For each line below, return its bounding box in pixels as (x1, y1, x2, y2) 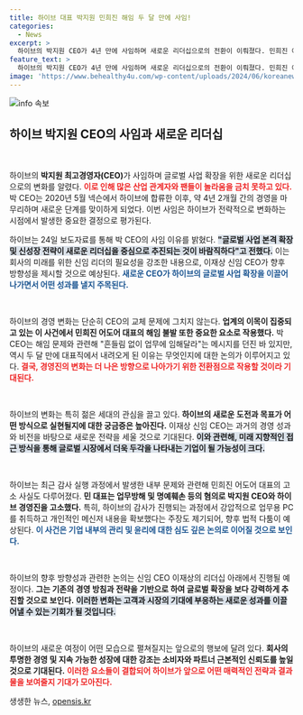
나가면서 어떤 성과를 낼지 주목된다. (9, 279, 129, 289)
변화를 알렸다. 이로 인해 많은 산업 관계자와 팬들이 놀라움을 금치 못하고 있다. (32, 181, 293, 192)
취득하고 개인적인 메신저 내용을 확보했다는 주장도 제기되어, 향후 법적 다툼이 (18, 513, 281, 524)
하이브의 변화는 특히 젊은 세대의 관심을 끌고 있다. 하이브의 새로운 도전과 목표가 (9, 408, 282, 419)
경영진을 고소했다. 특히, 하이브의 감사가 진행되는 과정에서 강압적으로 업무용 (18, 501, 281, 512)
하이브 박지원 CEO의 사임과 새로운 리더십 (9, 127, 224, 142)
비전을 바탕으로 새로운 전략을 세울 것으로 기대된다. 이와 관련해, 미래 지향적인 (18, 431, 285, 442)
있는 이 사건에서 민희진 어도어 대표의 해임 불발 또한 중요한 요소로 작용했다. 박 (18, 326, 284, 338)
